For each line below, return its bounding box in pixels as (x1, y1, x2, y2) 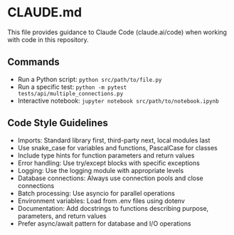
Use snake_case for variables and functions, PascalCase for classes (17, 143, 218, 152)
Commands (7, 56, 60, 68)
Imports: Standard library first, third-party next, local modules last (17, 136, 211, 145)
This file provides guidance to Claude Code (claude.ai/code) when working (7, 28, 228, 36)
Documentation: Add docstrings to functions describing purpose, (17, 204, 209, 212)
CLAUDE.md (7, 4, 83, 21)
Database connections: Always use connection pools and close (17, 174, 204, 182)
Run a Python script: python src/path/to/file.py (17, 75, 162, 83)
